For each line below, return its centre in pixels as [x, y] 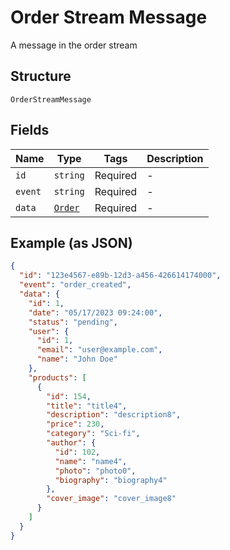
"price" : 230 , [75, 424]
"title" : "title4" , [87, 406]
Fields [30, 130]
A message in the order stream [74, 45]
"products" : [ [57, 377]
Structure [41, 76]
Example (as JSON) [71, 242]
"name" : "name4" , [91, 461]
